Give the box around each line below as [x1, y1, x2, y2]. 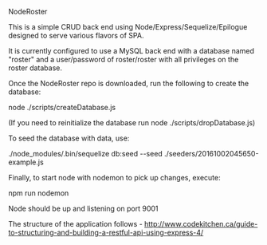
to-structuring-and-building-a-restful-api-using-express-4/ [8, 227, 204, 237]
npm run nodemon [8, 188, 69, 198]
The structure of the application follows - [8, 219, 143, 228]
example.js [8, 157, 44, 167]
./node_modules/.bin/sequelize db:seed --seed [8, 149, 163, 158]
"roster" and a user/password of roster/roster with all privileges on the [8, 55, 239, 64]
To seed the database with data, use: [8, 133, 130, 143]
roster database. [8, 63, 62, 73]
